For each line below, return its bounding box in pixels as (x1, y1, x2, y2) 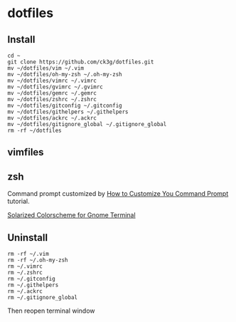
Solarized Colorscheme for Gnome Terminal (7, 211, 136, 219)
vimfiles (7, 146, 44, 158)
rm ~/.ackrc (7, 288, 43, 295)
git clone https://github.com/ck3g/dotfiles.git (7, 58, 154, 66)
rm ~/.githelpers (7, 281, 59, 289)
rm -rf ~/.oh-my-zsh (7, 256, 69, 264)
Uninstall (7, 232, 48, 244)
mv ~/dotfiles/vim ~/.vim (7, 65, 84, 72)
